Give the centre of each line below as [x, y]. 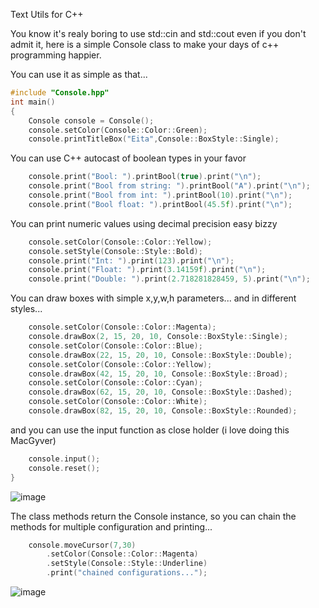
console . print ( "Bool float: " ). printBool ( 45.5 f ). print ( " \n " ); [160, 204]
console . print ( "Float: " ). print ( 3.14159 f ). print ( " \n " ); [147, 270]
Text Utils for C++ [47, 14]
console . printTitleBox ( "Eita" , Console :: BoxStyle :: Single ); [154, 139]
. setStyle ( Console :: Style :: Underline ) [127, 564]
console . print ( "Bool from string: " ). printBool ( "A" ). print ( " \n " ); [169, 186]
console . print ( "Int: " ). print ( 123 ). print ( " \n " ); [131, 260]
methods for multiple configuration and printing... [111, 526]
